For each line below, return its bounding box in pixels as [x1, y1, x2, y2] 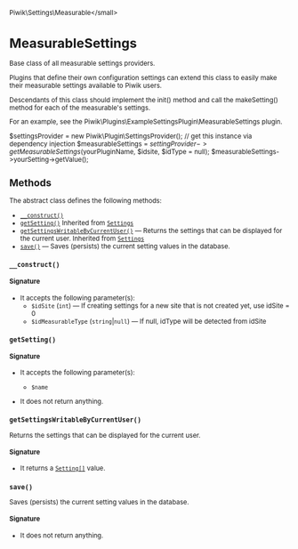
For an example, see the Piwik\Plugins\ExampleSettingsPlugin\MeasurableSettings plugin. [9, 117, 283, 126]
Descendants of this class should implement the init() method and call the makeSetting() [9, 95, 278, 104]
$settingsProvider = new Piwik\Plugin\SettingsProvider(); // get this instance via [9, 132, 253, 141]
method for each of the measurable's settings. [9, 103, 151, 112]
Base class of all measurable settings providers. [9, 59, 156, 69]
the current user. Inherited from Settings [20, 234, 145, 243]
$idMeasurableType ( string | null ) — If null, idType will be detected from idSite [30, 317, 267, 326]
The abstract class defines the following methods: [9, 196, 162, 205]
